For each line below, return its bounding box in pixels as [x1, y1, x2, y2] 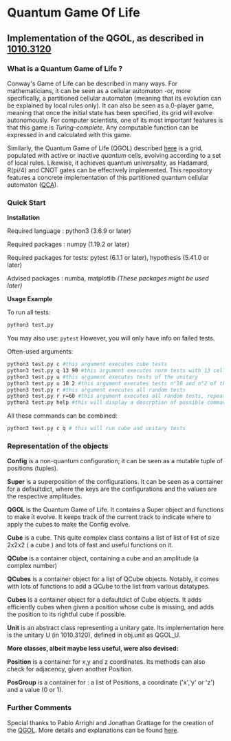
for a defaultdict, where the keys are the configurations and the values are [7, 485, 217, 494]
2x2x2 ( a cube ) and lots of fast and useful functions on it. [7, 541, 173, 549]
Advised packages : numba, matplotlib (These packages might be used [7, 274, 210, 283]
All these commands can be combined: [7, 412, 118, 420]
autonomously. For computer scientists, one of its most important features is [7, 116, 223, 124]
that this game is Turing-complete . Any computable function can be [7, 123, 199, 132]
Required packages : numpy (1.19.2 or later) [7, 240, 129, 249]
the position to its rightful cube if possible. [7, 610, 126, 618]
